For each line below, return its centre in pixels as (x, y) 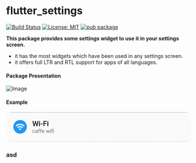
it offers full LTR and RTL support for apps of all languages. (86, 62)
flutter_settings (45, 11)
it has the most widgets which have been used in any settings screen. (99, 56)
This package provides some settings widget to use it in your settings (93, 38)
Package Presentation (34, 76)
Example (17, 102)
